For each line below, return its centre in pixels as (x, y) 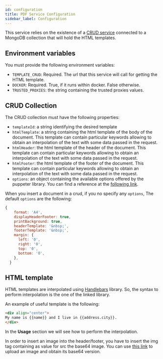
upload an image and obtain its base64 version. (53, 351)
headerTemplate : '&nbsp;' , (41, 226)
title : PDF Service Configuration (40, 14)
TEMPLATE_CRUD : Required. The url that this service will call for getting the (85, 74)
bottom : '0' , (31, 253)
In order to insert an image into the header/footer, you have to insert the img (81, 341)
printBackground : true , (38, 221)
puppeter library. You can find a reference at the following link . (75, 184)
